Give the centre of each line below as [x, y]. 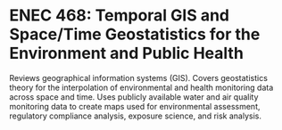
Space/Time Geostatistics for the [135, 34]
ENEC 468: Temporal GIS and [120, 16]
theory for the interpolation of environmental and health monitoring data [141, 87]
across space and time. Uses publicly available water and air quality [134, 97]
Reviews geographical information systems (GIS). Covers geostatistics [138, 77]
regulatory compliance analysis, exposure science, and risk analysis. [135, 116]
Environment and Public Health [126, 53]
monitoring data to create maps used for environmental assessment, [135, 106]
